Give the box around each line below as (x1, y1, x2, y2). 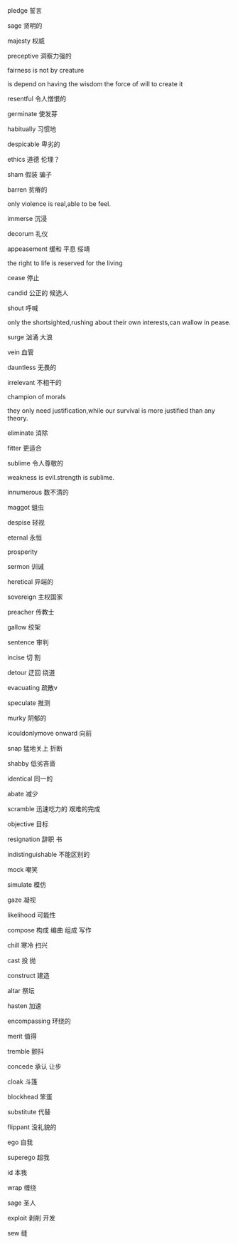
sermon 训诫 (7, 562, 44, 570)
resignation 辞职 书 (7, 835, 63, 843)
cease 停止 (7, 274, 40, 282)
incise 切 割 (7, 653, 41, 662)
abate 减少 (7, 790, 38, 798)
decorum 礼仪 (7, 230, 48, 237)
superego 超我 (7, 1153, 50, 1161)
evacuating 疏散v (7, 684, 58, 692)
